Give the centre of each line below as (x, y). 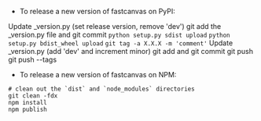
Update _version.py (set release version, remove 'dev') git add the (115, 26)
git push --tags (33, 59)
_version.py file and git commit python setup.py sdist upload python (119, 35)
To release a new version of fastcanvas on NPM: (98, 75)
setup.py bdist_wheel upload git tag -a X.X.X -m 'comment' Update (121, 43)
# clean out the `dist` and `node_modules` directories (101, 89)
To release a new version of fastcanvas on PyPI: (97, 11)
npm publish (28, 109)
